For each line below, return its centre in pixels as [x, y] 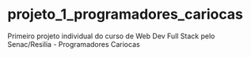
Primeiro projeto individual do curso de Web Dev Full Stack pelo [111, 36]
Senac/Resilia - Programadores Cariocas [74, 44]
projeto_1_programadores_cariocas [125, 14]
